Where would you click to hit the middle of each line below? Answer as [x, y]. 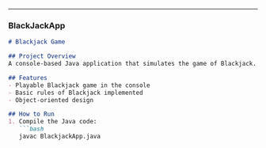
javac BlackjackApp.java [60, 137]
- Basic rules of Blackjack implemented [76, 93]
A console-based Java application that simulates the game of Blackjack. [133, 64]
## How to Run [32, 114]
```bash [31, 129]
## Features [28, 78]
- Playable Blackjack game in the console [79, 85]
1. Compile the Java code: [53, 122]
